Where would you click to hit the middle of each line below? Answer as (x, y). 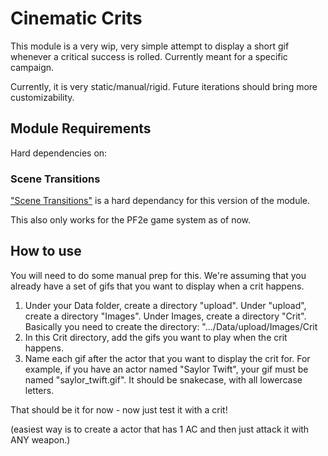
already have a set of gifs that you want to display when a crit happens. (157, 286)
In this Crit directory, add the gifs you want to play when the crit (156, 337)
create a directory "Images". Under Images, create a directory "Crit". (165, 316)
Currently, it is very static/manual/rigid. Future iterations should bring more (164, 86)
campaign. (32, 67)
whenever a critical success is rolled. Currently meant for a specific (149, 56)
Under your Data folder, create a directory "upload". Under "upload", (165, 305)
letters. (39, 390)
